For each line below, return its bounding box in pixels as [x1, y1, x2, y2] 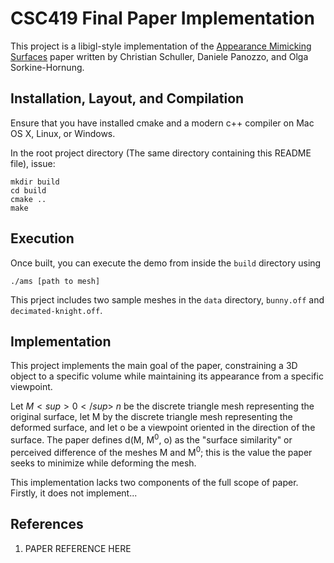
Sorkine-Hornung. [10, 61, 85, 73]
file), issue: [10, 157, 56, 169]
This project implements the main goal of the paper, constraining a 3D [10, 360, 298, 372]
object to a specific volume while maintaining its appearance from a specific [10, 370, 324, 382]
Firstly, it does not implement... [10, 487, 138, 499]
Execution [10, 230, 75, 247]
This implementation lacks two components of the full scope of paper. [10, 476, 299, 488]
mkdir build [10, 177, 60, 187]
